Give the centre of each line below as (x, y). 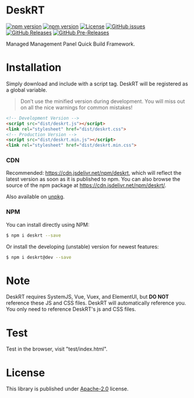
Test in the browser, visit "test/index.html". (57, 349)
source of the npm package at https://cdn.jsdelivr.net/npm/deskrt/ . (86, 185)
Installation (34, 68)
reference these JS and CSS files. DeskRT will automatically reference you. (96, 303)
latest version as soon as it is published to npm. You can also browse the (93, 179)
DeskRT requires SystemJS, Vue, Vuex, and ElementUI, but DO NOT (87, 297)
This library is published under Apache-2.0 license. (68, 389)
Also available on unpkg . (36, 197)
